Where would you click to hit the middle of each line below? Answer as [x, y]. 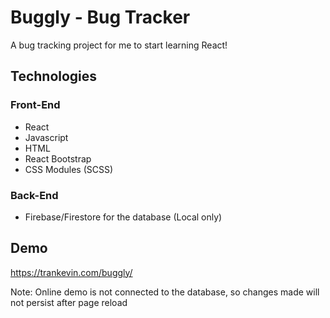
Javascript [46, 137]
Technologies [54, 76]
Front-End [35, 105]
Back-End [34, 195]
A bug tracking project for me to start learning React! [119, 45]
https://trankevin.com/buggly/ [71, 272]
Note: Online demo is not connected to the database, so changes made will [165, 292]
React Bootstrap [58, 158]
